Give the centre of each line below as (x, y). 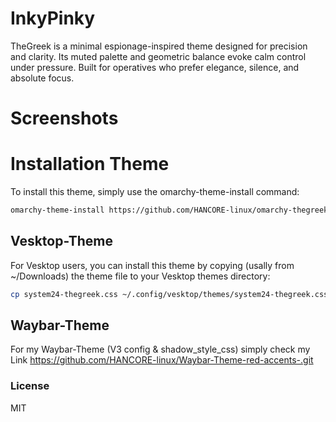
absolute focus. (42, 78)
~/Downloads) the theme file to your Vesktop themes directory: (140, 276)
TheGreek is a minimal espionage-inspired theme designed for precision (159, 46)
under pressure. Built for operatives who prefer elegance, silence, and (155, 67)
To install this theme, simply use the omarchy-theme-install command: (155, 192)
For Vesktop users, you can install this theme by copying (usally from (152, 265)
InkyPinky (53, 18)
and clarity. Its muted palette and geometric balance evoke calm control (158, 56)
